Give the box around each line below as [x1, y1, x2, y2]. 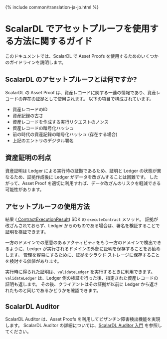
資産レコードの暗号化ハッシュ [12, 125, 74, 131]
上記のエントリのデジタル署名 [12, 137, 74, 144]
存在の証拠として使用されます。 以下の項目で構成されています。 [22, 96, 154, 102]
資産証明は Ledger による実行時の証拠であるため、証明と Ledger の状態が [5, 168, 157, 173]
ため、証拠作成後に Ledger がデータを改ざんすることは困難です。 [13, 174, 149, 180]
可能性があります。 [5, 186, 44, 192]
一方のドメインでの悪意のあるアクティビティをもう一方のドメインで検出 [5, 239, 153, 246]
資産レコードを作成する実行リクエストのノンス [12, 119, 109, 125]
